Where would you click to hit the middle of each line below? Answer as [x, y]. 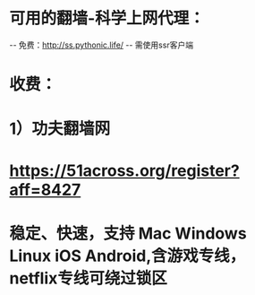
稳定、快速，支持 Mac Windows [128, 233]
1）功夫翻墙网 [60, 129]
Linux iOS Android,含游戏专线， [127, 256]
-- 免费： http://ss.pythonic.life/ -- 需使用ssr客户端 [102, 45]
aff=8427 [45, 190]
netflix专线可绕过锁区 [89, 278]
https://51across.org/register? [124, 170]
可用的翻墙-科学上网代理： [107, 18]
